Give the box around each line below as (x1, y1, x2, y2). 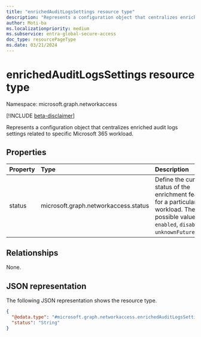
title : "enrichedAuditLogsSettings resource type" (6, 8, 135, 15)
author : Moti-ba (6, 20, 47, 26)
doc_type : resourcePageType (6, 37, 77, 42)
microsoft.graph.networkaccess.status (41, 201, 150, 210)
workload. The (154, 205, 196, 213)
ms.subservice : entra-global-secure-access (6, 31, 117, 37)
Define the (154, 175, 184, 183)
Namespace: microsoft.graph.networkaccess (6, 100, 118, 108)
